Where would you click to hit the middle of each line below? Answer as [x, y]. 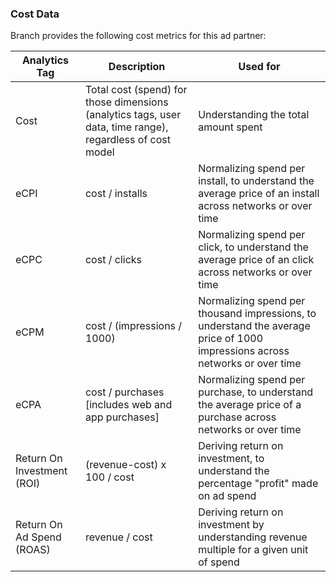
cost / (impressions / [133, 326]
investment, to [231, 459]
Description [137, 67]
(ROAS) [33, 550]
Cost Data [35, 14]
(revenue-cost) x [125, 465]
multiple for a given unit [253, 550]
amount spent [230, 127]
